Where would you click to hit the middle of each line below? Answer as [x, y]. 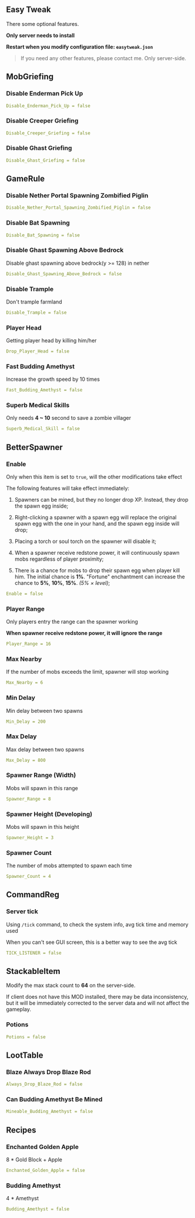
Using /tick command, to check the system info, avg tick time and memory [97, 924]
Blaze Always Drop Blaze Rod [48, 1072]
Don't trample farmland [34, 302]
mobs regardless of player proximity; [59, 559]
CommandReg [33, 895]
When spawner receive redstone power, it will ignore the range [84, 633]
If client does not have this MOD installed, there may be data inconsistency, [97, 997]
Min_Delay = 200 [26, 722]
